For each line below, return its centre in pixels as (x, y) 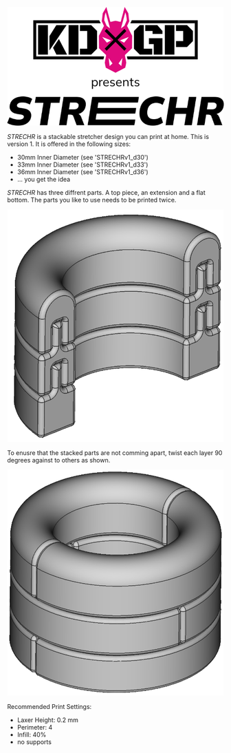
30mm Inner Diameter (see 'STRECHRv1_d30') (83, 158)
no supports (34, 742)
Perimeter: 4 (35, 728)
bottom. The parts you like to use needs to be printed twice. (92, 200)
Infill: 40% (32, 735)
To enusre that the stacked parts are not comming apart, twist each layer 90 (115, 453)
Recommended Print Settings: (49, 707)
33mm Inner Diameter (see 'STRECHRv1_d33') (82, 165)
